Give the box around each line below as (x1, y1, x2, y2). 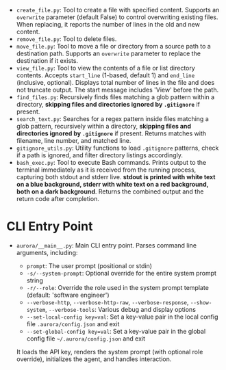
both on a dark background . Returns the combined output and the (16, 187, 204, 196)
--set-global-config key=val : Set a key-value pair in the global (26, 327, 206, 335)
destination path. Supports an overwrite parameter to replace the (16, 49, 201, 57)
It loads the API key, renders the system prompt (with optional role (16, 347, 203, 356)
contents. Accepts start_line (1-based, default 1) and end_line (16, 71, 195, 79)
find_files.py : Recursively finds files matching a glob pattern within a (16, 93, 215, 101)
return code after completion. (16, 195, 100, 202)
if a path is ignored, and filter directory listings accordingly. (16, 151, 183, 159)
